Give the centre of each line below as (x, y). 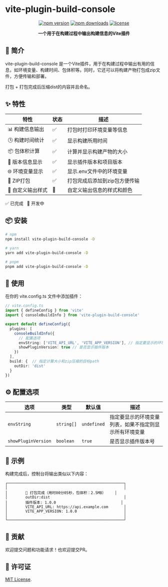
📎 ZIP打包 (19, 180)
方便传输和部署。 (31, 76)
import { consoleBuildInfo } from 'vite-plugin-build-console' (72, 315)
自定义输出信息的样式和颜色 (100, 190)
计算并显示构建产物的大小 (97, 152)
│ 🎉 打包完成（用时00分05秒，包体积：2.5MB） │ (61, 493)
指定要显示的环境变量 (135, 417)
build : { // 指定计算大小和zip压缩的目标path (54, 361)
